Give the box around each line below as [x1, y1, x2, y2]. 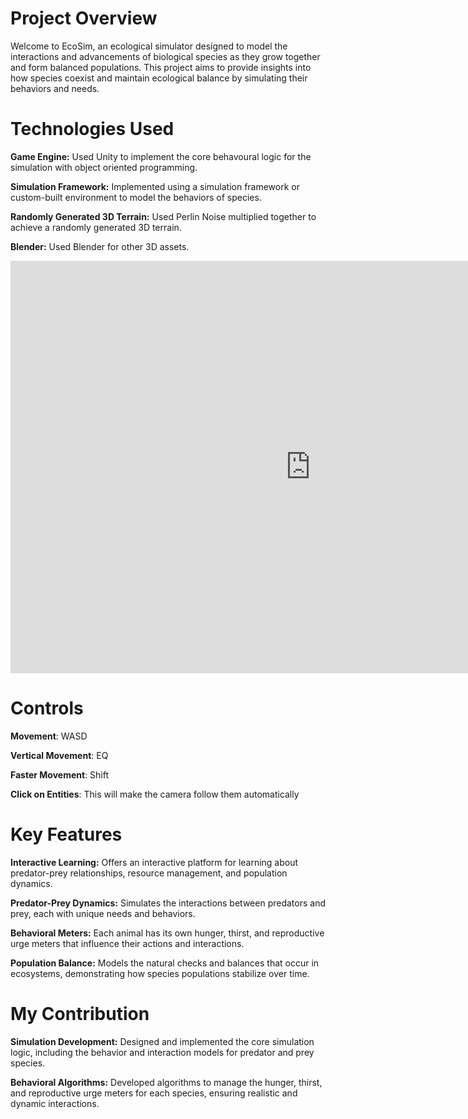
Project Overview [10, 7, 158, 30]
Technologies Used [10, 118, 175, 141]
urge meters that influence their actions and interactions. [10, 937, 245, 949]
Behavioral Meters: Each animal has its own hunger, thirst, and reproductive [10, 927, 325, 939]
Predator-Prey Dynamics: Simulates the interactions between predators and [10, 897, 326, 909]
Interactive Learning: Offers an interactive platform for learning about [10, 856, 299, 868]
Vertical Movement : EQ [10, 749, 109, 761]
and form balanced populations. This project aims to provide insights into [10, 61, 312, 73]
